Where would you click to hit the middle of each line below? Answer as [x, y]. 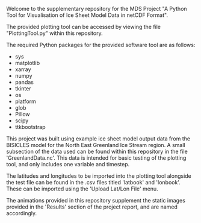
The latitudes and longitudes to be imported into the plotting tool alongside [99, 176]
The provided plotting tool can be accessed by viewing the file [84, 27]
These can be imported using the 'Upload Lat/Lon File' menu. [82, 189]
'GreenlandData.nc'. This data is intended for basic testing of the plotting [96, 158]
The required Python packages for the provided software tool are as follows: [101, 45]
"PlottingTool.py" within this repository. [55, 33]
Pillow [22, 114]
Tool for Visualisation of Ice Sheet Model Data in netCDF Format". [87, 15]
